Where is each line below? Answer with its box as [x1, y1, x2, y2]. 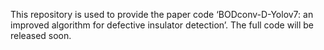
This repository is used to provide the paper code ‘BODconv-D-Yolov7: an [10, 9, 314, 20]
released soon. [10, 30, 72, 41]
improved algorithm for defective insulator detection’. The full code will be [10, 19, 314, 31]
